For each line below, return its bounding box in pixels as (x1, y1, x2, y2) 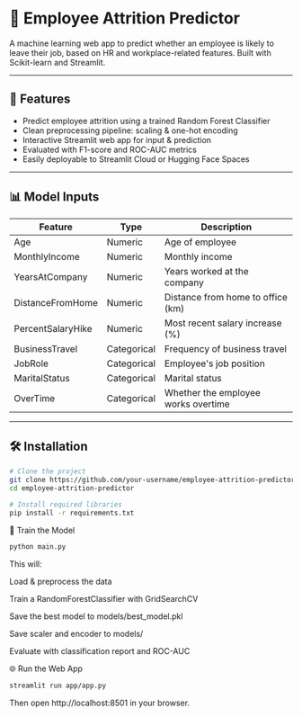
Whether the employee (164, 386, 261, 399)
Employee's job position (164, 357, 265, 370)
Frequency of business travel (164, 342, 288, 354)
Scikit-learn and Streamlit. (9, 57, 106, 67)
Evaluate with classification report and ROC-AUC (9, 645, 191, 656)
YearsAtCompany (13, 270, 88, 282)
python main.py (9, 542, 67, 551)
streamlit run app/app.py (9, 681, 106, 690)
